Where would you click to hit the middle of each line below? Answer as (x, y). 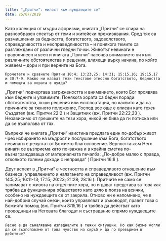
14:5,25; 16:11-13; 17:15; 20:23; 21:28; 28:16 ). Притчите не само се (73, 179)
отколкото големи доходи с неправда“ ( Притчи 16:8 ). (62, 159)
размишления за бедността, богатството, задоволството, (66, 39)
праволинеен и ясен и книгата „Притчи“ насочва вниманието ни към (78, 54)
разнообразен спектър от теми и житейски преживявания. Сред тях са (81, 34)
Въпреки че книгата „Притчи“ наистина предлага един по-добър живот (81, 133)
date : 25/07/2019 (23, 14)
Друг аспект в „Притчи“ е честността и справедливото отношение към (80, 169)
